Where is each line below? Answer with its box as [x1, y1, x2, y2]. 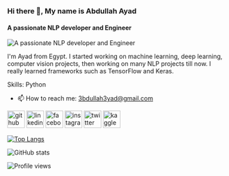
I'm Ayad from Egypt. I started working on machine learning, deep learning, [7, 52, 223, 61]
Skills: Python [7, 80, 47, 89]
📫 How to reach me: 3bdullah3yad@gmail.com [17, 94, 153, 103]
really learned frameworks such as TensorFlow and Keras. [7, 67, 174, 76]
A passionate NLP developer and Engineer [7, 24, 132, 32]
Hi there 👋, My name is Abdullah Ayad [7, 6, 137, 16]
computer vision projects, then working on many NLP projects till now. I [7, 60, 212, 68]
